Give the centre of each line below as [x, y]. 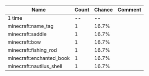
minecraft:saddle [27, 34]
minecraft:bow [24, 42]
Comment [130, 10]
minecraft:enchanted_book [39, 58]
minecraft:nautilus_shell [35, 66]
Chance [103, 10]
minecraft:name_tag [31, 26]
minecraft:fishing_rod [32, 50]
